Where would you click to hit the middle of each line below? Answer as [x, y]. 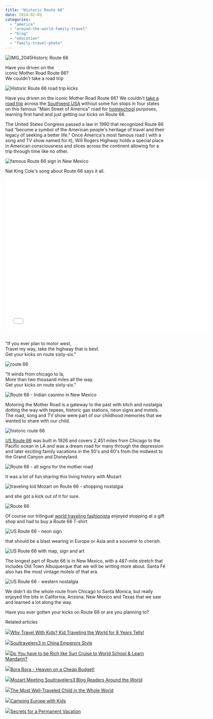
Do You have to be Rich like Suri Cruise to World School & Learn [77, 653]
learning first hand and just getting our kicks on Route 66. [65, 114]
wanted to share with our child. [38, 421]
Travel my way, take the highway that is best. [52, 349]
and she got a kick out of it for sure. [43, 496]
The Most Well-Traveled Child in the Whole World [62, 690]
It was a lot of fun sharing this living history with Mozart [64, 476]
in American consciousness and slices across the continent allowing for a [82, 146]
